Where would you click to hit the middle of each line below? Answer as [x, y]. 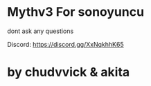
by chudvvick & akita [69, 72]
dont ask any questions [41, 31]
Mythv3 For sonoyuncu [75, 12]
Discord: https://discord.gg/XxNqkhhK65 [65, 44]
